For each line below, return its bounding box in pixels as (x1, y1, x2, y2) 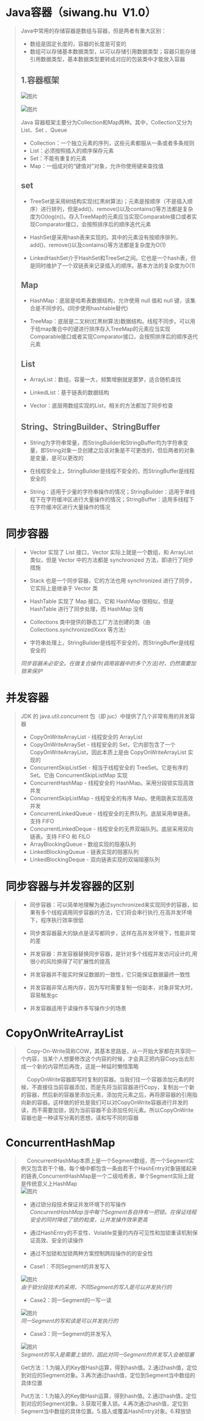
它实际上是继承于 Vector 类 (29, 584, 98, 592)
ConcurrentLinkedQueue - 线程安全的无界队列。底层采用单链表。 (29, 810, 194, 817)
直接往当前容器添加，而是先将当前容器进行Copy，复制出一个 (37, 1083, 190, 1091)
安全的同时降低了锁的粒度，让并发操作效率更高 (29, 1216, 148, 1223)
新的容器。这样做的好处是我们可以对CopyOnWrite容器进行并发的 (26, 1099, 189, 1106)
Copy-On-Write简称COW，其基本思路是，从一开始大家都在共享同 (26, 1047, 191, 1054)
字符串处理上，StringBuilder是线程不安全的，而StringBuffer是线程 (29, 639, 195, 646)
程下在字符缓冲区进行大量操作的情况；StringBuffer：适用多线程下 (29, 496, 195, 503)
